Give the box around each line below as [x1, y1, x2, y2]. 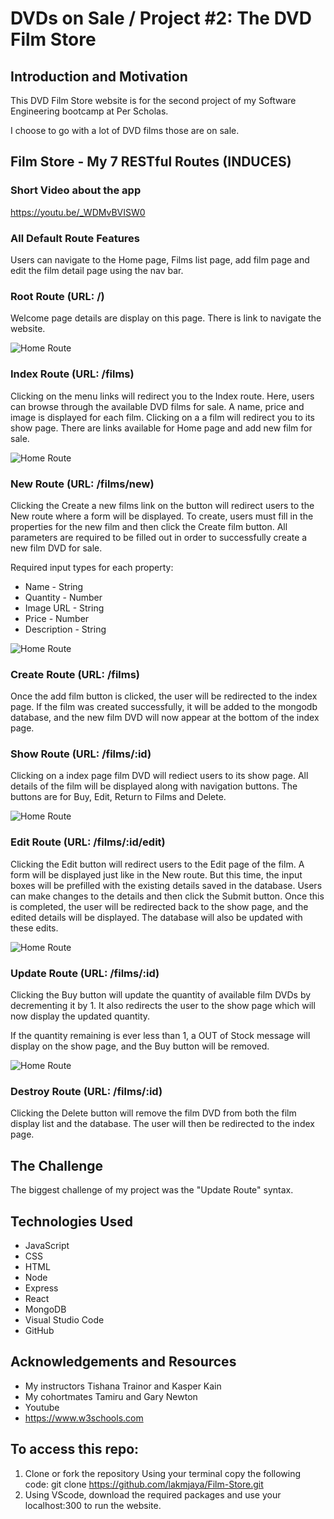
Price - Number [24, 612, 90, 624]
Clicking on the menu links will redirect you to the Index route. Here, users [10, 390, 315, 402]
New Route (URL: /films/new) [10, 477, 155, 491]
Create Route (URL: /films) [10, 667, 141, 681]
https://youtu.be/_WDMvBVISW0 [10, 206, 146, 218]
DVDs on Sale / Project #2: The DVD [10, 7, 312, 30]
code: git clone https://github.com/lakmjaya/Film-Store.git [24, 1478, 264, 1490]
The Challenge [10, 1157, 104, 1174]
